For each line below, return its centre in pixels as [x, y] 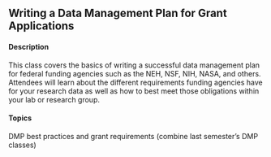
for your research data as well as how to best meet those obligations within [134, 91]
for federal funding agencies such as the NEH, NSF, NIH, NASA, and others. [135, 73]
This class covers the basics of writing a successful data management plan [134, 65]
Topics [20, 118]
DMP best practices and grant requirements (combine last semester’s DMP [133, 136]
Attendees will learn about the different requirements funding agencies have [136, 82]
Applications [41, 26]
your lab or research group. [54, 99]
